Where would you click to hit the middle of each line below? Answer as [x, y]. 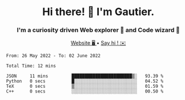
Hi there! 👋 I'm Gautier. [98, 12]
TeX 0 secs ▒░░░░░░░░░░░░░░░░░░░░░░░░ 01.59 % [85, 87]
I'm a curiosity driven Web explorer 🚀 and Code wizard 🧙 [98, 30]
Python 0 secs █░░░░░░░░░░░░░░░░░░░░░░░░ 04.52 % [85, 81]
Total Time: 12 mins [31, 66]
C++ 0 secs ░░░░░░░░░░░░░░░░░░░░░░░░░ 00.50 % [85, 92]
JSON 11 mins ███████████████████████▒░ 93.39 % [85, 76]
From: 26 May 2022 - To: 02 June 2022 [53, 56]
